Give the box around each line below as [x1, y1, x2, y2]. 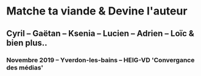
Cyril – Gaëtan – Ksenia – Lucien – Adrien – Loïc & [6, 28, 195, 39]
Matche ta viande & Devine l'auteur [6, 4, 188, 18]
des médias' [6, 63, 44, 72]
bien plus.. [6, 37, 48, 48]
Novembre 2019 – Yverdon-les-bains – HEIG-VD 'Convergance [6, 55, 195, 64]
